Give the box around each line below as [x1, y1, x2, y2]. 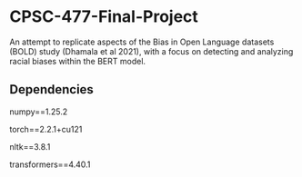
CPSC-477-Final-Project [9, 6, 198, 27]
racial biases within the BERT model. [9, 55, 146, 66]
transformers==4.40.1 [9, 159, 91, 170]
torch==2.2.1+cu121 [9, 123, 83, 134]
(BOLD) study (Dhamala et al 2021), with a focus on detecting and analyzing [9, 45, 294, 56]
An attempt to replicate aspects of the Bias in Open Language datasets [9, 36, 275, 47]
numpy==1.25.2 [9, 106, 68, 117]
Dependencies [9, 82, 94, 97]
